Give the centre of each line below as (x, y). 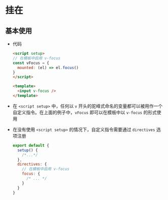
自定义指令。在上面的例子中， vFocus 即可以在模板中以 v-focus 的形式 (85, 112)
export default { (31, 145)
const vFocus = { (31, 63)
